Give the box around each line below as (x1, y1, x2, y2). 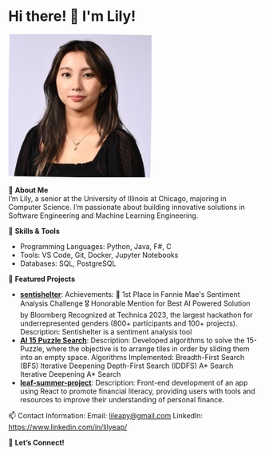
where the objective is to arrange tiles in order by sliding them (46, 343, 250, 354)
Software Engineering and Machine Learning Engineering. (8, 211, 199, 220)
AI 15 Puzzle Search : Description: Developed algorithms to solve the (19, 335, 245, 345)
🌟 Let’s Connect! (8, 437, 65, 447)
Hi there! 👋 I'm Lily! (8, 7, 136, 26)
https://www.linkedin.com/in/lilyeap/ (8, 422, 128, 432)
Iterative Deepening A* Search (19, 369, 121, 378)
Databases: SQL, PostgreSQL (19, 259, 117, 268)
